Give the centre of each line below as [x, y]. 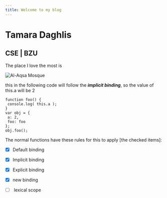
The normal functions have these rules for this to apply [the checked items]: [83, 140]
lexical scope [27, 190]
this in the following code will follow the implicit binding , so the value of [79, 85]
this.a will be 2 [20, 90]
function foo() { [23, 100]
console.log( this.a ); [32, 104]
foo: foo [17, 121]
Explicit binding [28, 170]
